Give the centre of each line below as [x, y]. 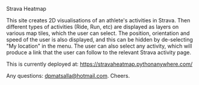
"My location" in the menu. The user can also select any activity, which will [99, 46]
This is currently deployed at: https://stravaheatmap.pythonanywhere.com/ [99, 64]
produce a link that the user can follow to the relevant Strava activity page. [99, 52]
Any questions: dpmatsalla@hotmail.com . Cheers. [68, 76]
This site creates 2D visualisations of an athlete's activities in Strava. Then [98, 20]
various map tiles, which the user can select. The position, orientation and [98, 33]
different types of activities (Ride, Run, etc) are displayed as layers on [93, 27]
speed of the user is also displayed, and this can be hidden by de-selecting [99, 39]
